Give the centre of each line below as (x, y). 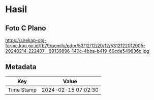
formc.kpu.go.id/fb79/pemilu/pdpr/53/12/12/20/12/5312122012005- (75, 46)
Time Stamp (22, 90)
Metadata (21, 67)
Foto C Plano (26, 28)
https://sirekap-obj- (26, 40)
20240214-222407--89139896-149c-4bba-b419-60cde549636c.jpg (77, 51)
